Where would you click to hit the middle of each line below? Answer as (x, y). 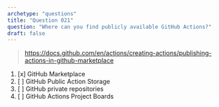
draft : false (26, 33)
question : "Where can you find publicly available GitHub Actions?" (109, 27)
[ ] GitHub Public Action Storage (64, 82)
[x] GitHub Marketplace (51, 74)
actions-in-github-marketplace (69, 61)
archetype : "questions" (42, 14)
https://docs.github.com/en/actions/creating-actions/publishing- (118, 53)
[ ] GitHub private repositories (60, 89)
